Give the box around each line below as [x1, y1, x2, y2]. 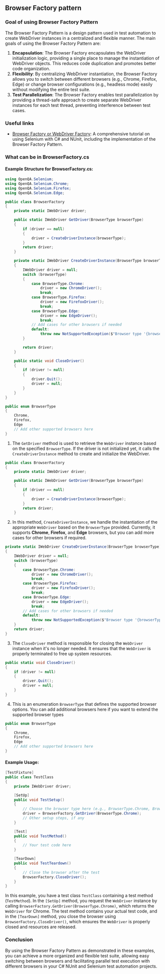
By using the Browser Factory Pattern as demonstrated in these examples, [5, 947, 156, 953]
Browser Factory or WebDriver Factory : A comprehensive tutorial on [12, 130, 150, 137]
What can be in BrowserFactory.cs [5, 154, 89, 160]
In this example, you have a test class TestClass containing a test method [5, 893, 153, 899]
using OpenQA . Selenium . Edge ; [5, 190, 65, 195]
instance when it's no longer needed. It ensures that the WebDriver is [12, 645, 151, 651]
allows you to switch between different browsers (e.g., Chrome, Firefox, [12, 76, 157, 82]
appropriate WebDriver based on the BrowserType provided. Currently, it [12, 524, 156, 531]
